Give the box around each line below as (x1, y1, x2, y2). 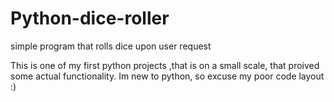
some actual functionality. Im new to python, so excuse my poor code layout (10, 70, 325, 82)
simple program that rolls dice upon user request (10, 40, 212, 52)
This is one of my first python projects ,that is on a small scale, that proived (10, 59, 320, 71)
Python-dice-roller (10, 7, 170, 30)
